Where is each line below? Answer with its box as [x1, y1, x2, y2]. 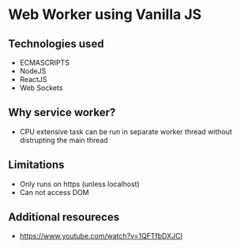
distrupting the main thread [19, 135, 108, 145]
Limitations [8, 158, 65, 171]
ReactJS [19, 75, 47, 84]
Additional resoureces [8, 211, 120, 224]
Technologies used [8, 37, 104, 51]
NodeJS [19, 66, 47, 76]
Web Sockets [19, 83, 63, 92]
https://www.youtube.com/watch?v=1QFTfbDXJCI [19, 231, 183, 241]
